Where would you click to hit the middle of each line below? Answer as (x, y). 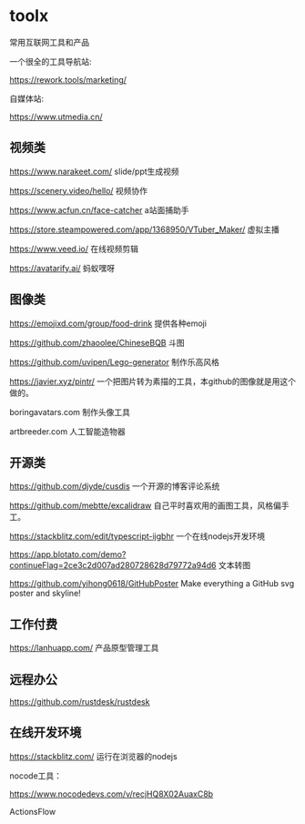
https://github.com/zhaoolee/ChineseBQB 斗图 (97, 342)
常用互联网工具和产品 (49, 42)
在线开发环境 (46, 732)
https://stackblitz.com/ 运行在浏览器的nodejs (93, 756)
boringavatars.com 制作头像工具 (70, 412)
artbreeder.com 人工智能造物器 (67, 431)
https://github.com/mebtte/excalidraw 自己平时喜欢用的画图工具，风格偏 (146, 505)
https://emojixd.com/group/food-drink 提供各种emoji (108, 323)
